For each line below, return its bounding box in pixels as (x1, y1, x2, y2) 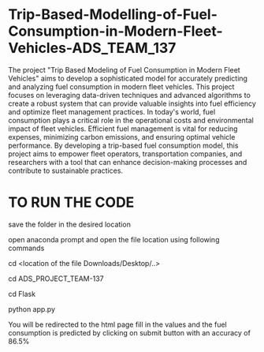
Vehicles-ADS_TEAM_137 (8, 39, 177, 57)
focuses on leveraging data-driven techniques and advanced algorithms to (8, 90, 251, 99)
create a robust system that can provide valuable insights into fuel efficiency (8, 99, 256, 108)
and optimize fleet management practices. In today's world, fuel (8, 107, 216, 116)
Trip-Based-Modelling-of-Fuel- (8, 6, 218, 24)
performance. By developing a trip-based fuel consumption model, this (8, 140, 239, 150)
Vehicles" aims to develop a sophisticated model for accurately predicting (8, 73, 248, 83)
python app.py (8, 304, 56, 313)
